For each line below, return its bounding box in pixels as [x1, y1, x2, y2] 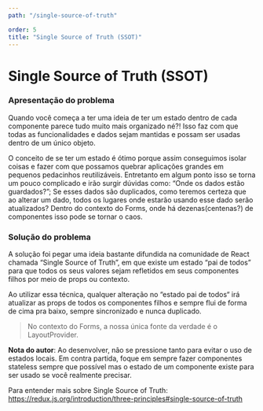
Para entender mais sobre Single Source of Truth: [8, 386, 169, 395]
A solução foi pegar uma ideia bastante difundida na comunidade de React [8, 250, 250, 259]
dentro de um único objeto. [8, 138, 96, 147]
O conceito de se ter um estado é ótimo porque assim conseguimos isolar [8, 153, 247, 162]
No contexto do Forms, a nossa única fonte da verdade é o [27, 322, 218, 331]
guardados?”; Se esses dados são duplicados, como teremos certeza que [8, 187, 247, 196]
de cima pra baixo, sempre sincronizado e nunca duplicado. [8, 306, 202, 316]
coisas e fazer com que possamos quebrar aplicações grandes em [8, 161, 224, 171]
